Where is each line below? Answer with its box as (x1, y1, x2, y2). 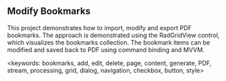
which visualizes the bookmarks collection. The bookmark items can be (7, 38, 210, 47)
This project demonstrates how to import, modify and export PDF (7, 23, 192, 32)
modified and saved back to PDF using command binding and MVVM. (7, 45, 205, 54)
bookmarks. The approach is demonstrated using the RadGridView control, (7, 31, 220, 39)
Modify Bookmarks (7, 5, 91, 17)
